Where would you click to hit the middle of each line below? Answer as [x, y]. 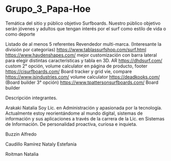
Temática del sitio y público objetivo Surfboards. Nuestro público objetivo [83, 23]
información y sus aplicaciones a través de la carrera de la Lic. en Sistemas [85, 118]
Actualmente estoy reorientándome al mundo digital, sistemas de [74, 113]
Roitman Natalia [22, 154]
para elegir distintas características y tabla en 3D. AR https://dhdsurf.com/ [84, 60]
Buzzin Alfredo [21, 134]
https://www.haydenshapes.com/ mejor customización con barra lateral [81, 55]
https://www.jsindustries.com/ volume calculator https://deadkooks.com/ [83, 77]
